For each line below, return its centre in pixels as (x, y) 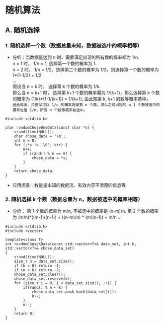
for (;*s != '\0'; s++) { (41, 145)
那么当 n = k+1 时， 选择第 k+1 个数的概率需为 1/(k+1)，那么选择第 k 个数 (86, 92)
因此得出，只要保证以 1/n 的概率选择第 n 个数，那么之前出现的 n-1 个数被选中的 (86, 105)
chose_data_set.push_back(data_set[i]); (74, 292)
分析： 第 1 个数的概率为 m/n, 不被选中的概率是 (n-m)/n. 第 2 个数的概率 (85, 211)
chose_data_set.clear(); (40, 275)
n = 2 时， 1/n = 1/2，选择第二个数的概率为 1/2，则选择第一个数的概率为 (85, 70)
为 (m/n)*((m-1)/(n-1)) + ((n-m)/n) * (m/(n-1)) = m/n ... (67, 217)
